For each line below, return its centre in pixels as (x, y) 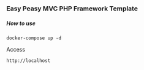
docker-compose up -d (34, 38)
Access (16, 49)
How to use (21, 23)
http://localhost (28, 60)
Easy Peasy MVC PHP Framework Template (72, 9)
